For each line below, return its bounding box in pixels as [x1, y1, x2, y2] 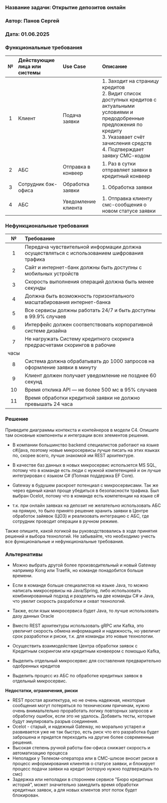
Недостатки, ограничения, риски [5, 687, 78, 693]
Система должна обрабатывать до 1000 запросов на [24, 358, 155, 365]
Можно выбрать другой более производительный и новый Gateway [12, 562, 157, 568]
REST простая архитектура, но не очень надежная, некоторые [12, 697, 146, 703]
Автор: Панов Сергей [5, 17, 60, 24]
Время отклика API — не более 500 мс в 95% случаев [24, 387, 158, 394]
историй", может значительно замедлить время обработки [12, 782, 139, 788]
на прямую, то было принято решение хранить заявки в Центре [12, 507, 149, 513]
